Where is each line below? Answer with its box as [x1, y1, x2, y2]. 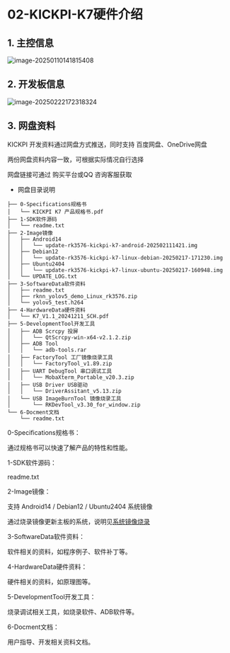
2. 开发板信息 [7, 79, 65, 91]
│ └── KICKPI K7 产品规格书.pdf [7, 208, 104, 215]
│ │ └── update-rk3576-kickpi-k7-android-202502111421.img [7, 242, 198, 249]
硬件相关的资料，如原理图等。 [7, 577, 94, 586]
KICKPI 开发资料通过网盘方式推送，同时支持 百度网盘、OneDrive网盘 [7, 140, 207, 149]
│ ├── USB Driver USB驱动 [7, 381, 88, 388]
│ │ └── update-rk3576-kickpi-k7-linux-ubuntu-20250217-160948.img [7, 266, 223, 273]
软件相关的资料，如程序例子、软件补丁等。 [7, 547, 132, 556]
